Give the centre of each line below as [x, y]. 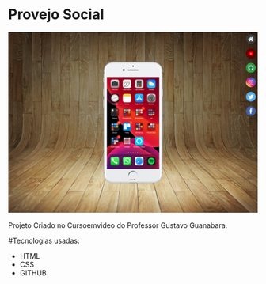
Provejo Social [56, 15]
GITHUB [33, 273]
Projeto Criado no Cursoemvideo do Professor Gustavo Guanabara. [118, 225]
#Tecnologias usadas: [44, 241]
